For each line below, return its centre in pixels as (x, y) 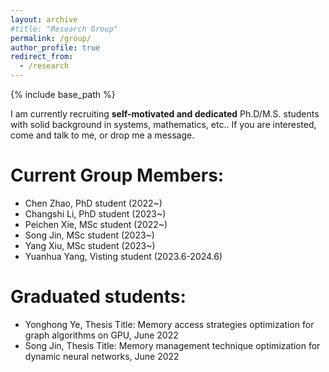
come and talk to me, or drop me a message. (102, 135)
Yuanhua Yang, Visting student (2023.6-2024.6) (123, 256)
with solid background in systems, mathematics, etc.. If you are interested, (163, 124)
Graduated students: (98, 297)
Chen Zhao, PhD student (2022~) (93, 203)
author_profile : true (55, 47)
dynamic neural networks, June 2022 (102, 356)
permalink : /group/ (51, 38)
